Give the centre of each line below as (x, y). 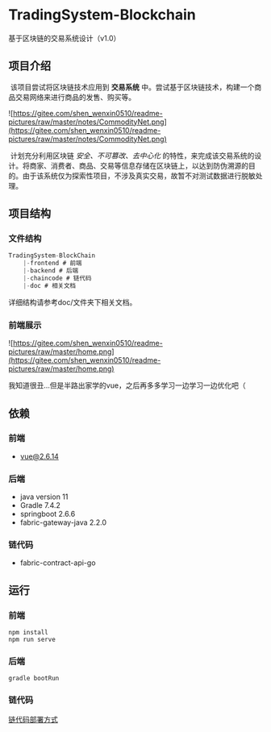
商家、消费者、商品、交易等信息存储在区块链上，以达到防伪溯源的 (139, 165)
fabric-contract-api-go (58, 563)
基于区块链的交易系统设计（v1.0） (65, 38)
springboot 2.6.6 (48, 514)
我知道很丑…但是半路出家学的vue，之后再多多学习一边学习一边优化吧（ (127, 385)
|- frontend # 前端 (52, 264)
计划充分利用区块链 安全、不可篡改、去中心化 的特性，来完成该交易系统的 (132, 156)
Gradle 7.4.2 (40, 505)
